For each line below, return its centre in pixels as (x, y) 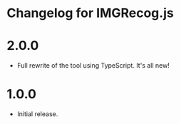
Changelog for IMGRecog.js (90, 13)
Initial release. (37, 114)
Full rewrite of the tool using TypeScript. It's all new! (93, 66)
